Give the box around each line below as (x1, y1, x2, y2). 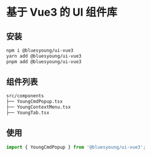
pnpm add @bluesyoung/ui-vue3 (6, 58, 82, 65)
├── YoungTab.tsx (6, 110, 50, 116)
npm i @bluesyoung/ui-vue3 (6, 47, 74, 53)
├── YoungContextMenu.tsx (6, 104, 71, 110)
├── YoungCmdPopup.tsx (6, 98, 63, 105)
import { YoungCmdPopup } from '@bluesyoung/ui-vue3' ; (6, 144, 146, 150)
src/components (6, 93, 44, 99)
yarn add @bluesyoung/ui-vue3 (6, 53, 82, 59)
